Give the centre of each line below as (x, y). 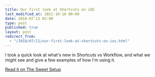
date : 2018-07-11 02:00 (29, 18)
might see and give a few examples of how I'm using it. (60, 60)
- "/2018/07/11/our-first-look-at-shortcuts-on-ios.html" (70, 41)
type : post (16, 23)
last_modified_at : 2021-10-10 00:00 (42, 14)
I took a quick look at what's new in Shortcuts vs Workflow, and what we (77, 55)
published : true (21, 28)
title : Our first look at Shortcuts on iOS (50, 9)
